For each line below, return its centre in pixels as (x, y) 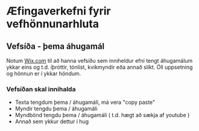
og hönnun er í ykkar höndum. (44, 73)
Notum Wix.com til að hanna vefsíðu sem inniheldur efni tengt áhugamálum (99, 61)
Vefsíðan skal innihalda (41, 89)
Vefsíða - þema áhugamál (55, 46)
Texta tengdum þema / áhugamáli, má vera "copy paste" (85, 102)
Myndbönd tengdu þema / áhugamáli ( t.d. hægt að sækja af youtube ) (102, 115)
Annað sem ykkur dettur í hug (52, 121)
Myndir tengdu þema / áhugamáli (56, 109)
